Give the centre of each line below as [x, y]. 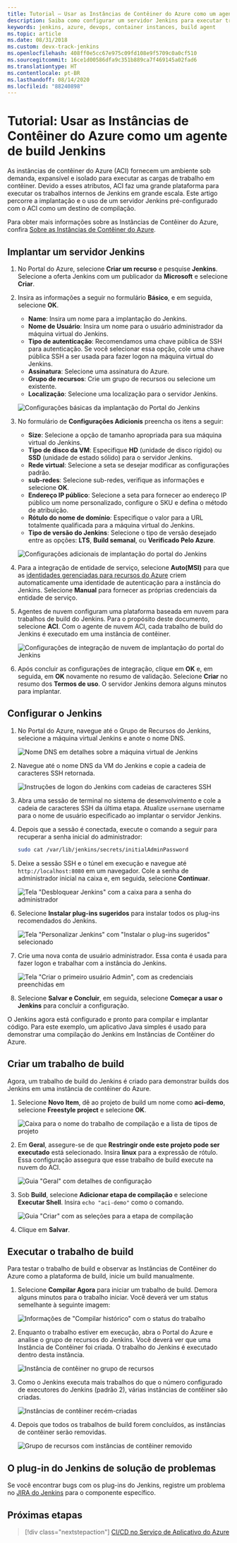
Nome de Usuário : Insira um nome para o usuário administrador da [126, 326]
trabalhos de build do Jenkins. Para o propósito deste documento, [114, 619]
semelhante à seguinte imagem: [64, 1305]
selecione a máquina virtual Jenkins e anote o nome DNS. [101, 738]
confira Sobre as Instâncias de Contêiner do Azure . [82, 230]
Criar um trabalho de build [66, 1064]
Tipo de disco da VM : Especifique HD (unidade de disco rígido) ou [125, 450]
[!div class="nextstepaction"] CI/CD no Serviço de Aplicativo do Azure [127, 1532]
